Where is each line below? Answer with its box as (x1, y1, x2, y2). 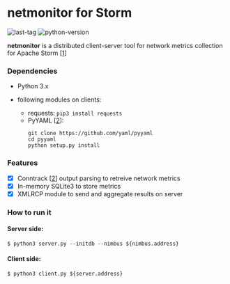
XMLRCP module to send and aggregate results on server (17, 189, 183, 198)
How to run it (7, 207, 52, 217)
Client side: (7, 255, 41, 263)
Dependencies (7, 66, 58, 76)
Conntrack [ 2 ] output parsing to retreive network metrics (17, 174, 181, 182)
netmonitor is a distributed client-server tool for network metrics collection (7, 41, 223, 49)
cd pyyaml (27, 136, 57, 143)
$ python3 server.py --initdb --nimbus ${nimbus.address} (7, 240, 179, 247)
